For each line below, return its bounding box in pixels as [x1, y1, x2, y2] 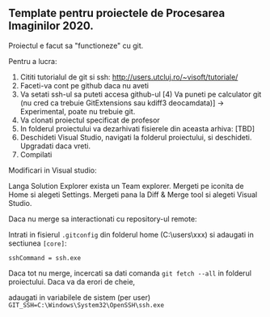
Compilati [19, 149, 53, 159]
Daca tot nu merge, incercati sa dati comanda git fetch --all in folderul [8, 268, 252, 278]
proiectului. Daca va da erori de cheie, [8, 276, 136, 286]
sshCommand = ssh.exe [8, 254, 82, 262]
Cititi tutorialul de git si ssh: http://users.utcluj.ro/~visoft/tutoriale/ [19, 72, 238, 82]
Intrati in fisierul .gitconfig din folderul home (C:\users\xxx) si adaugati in [8, 229, 255, 239]
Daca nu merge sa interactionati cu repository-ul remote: [8, 214, 197, 224]
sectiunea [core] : [8, 238, 67, 248]
